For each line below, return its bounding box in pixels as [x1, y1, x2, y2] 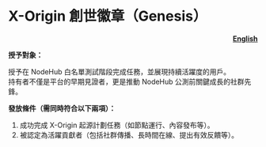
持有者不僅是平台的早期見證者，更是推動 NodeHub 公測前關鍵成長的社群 [8, 77, 245, 86]
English [232, 33, 258, 43]
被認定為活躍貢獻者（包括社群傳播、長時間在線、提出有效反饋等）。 [19, 130, 239, 139]
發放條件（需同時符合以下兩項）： [8, 104, 116, 113]
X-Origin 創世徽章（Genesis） [8, 7, 207, 25]
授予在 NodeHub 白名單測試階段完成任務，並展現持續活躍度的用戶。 [8, 66, 231, 76]
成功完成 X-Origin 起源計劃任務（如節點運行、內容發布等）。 [19, 120, 215, 130]
